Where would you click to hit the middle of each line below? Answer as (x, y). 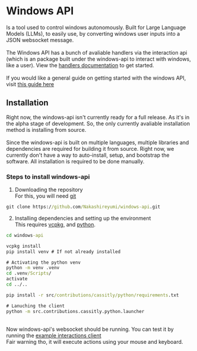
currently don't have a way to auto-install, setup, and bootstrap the (88, 155)
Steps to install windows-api (48, 176)
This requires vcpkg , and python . (55, 224)
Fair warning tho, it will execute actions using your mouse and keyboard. (95, 341)
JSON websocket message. (40, 40)
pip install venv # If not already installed (63, 252)
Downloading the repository (49, 190)
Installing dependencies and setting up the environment (83, 218)
